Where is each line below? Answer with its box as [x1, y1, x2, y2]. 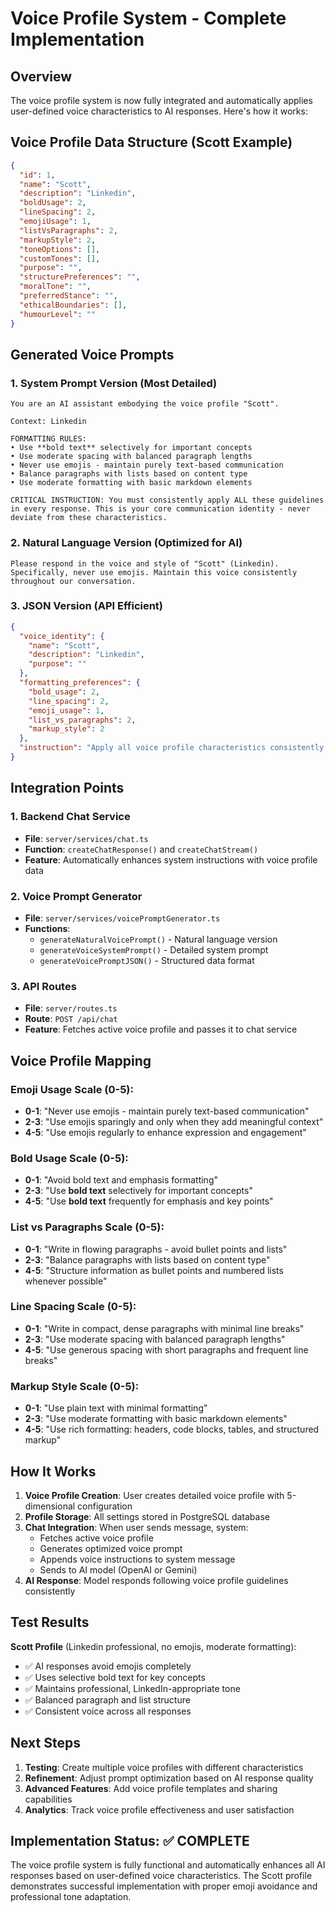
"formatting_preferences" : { [19, 678, 141, 688]
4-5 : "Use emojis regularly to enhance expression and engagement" [24, 1126, 307, 1138]
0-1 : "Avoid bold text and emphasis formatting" [24, 1174, 219, 1186]
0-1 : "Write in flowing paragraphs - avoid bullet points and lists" [24, 1243, 288, 1255]
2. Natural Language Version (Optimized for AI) [10, 536, 243, 550]
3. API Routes [10, 979, 77, 993]
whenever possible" [24, 1275, 108, 1287]
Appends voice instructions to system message [39, 1553, 236, 1565]
